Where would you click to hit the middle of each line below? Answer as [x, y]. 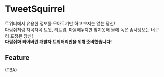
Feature [17, 58]
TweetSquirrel [35, 9]
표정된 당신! [22, 36]
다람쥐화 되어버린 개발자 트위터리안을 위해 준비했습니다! [59, 42]
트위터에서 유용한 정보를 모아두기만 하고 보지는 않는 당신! [60, 23]
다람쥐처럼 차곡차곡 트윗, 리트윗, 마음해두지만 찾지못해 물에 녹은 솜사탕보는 [78, 29]
